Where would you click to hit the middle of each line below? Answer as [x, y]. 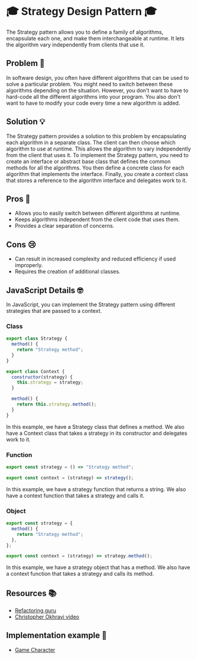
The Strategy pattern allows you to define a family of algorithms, [85, 32]
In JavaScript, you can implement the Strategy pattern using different [91, 305]
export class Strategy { [37, 339]
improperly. [29, 265]
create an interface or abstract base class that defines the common [88, 161]
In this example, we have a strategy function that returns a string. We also [96, 489]
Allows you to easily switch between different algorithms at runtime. [98, 213]
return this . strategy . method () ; [57, 404]
